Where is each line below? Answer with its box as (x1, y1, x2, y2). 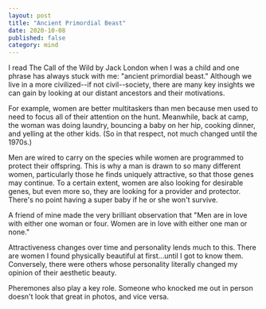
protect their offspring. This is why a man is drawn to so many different (8, 161, 241, 171)
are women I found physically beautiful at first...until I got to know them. (8, 251, 244, 261)
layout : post (8, 11, 52, 20)
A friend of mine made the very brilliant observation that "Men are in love (8, 211, 248, 220)
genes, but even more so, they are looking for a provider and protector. (8, 187, 241, 196)
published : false (8, 33, 66, 42)
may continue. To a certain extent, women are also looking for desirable (8, 178, 244, 187)
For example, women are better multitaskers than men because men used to (8, 104, 259, 114)
